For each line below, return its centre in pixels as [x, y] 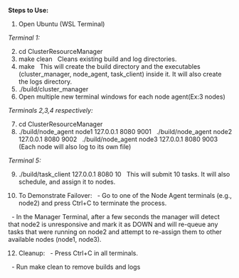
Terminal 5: [25, 160]
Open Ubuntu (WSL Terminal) [62, 24]
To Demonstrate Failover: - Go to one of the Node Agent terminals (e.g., [125, 195]
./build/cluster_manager [53, 89]
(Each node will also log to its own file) [75, 147]
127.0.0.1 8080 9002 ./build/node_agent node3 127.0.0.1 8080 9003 [118, 139]
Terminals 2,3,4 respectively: [51, 110]
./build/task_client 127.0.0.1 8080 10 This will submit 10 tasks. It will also [124, 174]
